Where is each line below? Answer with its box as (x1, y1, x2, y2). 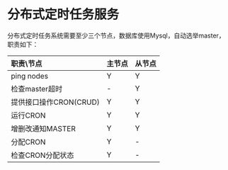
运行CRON (11, 110, 46, 120)
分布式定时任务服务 (7, 6, 120, 23)
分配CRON (11, 137, 46, 147)
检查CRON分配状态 (11, 150, 74, 160)
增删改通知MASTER (11, 123, 76, 133)
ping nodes (11, 71, 48, 81)
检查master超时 (11, 84, 62, 93)
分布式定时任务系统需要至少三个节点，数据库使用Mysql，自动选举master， (7, 31, 225, 40)
